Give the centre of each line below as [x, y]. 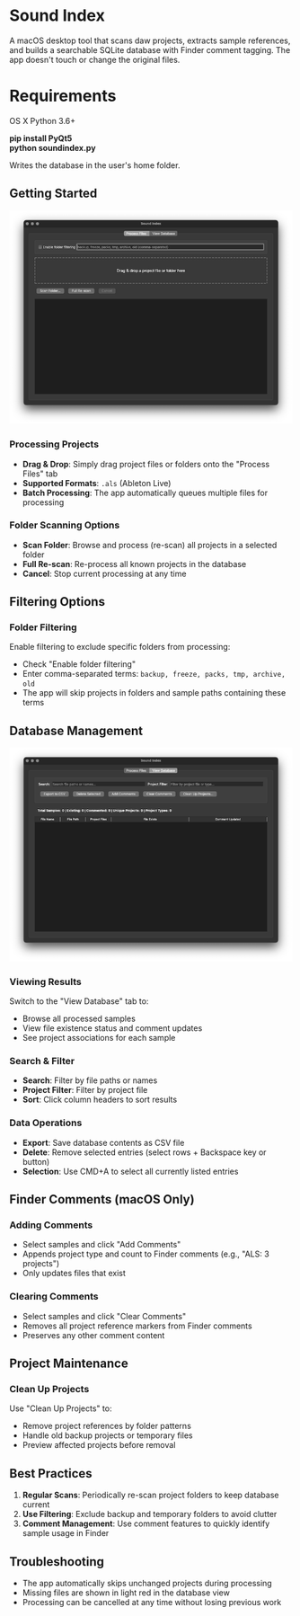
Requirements [63, 96]
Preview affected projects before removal [99, 1445]
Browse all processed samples [79, 1019]
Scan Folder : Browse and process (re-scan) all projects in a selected [150, 545]
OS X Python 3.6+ [43, 120]
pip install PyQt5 [41, 138]
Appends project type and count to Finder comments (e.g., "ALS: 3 [146, 1254]
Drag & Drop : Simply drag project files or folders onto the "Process [146, 464]
